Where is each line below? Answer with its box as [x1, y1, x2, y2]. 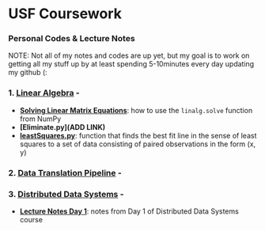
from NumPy [19, 114, 62, 123]
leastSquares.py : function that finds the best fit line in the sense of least [19, 131, 257, 140]
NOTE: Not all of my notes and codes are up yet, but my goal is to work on [8, 51, 250, 60]
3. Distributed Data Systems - [8, 188, 124, 199]
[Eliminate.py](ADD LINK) [19, 122, 105, 131]
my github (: [8, 68, 47, 78]
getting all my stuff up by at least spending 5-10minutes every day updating [8, 59, 255, 69]
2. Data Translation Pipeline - [8, 167, 123, 178]
